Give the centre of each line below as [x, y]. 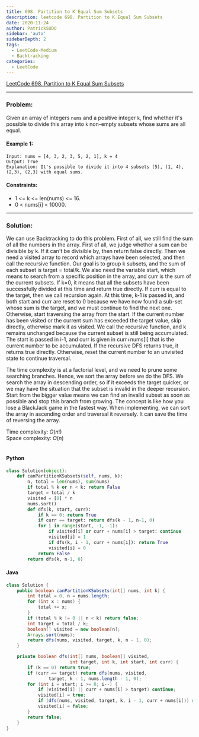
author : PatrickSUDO [32, 28]
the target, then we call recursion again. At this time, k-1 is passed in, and [95, 295]
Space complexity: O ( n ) [35, 438]
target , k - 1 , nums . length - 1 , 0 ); [95, 679]
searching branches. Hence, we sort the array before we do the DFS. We [95, 376]
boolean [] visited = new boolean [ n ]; [74, 629]
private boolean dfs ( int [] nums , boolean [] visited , [83, 657]
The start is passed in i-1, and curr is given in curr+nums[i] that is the [90, 340]
